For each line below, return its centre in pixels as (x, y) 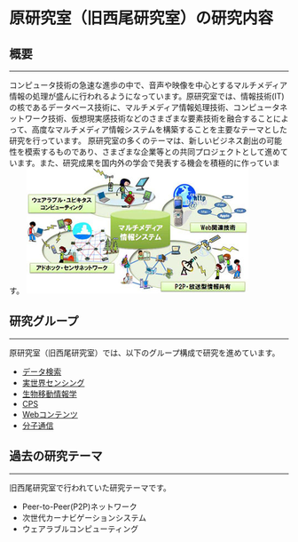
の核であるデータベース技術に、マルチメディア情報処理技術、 (121, 107)
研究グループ (44, 321)
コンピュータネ (260, 107)
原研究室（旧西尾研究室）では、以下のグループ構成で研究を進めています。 (145, 353)
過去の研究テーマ (56, 456)
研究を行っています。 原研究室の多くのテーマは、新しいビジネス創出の (138, 140)
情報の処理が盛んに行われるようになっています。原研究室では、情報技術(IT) (147, 96)
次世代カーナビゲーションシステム (84, 517)
